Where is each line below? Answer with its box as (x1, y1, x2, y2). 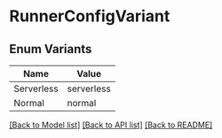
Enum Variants (9, 42, 92, 57)
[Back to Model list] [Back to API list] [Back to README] (9, 119, 213, 130)
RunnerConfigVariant (9, 6, 170, 27)
